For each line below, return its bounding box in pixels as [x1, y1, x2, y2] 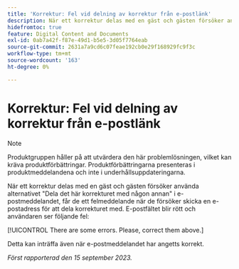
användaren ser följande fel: [7, 211, 90, 221]
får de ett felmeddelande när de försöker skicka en [62, 196, 211, 205]
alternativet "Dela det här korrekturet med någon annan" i [7, 189, 176, 198]
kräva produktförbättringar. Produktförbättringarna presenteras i [7, 160, 196, 169]
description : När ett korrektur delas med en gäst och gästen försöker [7, 17, 224, 24]
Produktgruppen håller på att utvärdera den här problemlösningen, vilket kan [7, 152, 232, 161]
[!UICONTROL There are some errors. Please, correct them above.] [7, 226, 204, 234]
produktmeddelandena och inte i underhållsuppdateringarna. [7, 168, 186, 176]
